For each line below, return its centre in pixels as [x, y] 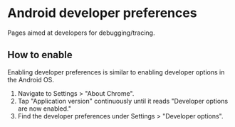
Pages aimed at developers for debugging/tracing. [81, 33]
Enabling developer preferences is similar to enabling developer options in [116, 72]
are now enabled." [45, 109]
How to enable [40, 55]
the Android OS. [31, 79]
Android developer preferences [102, 13]
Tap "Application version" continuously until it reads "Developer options [123, 101]
